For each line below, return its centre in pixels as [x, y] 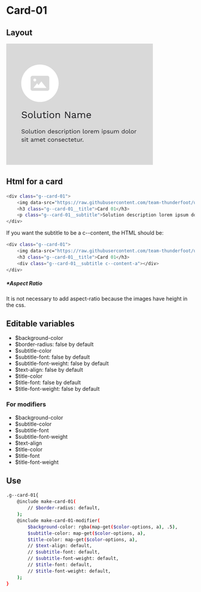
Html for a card [35, 182]
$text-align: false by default [49, 370]
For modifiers [26, 405]
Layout [19, 33]
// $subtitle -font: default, [64, 552]
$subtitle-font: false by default [52, 357]
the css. [16, 305]
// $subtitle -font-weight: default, [73, 558]
